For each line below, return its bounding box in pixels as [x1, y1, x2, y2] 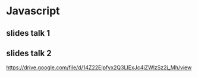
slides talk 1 [6, 28, 51, 38]
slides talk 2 [6, 48, 52, 58]
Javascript [6, 4, 61, 18]
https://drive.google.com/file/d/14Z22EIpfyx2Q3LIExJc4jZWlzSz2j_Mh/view [6, 64, 192, 71]
